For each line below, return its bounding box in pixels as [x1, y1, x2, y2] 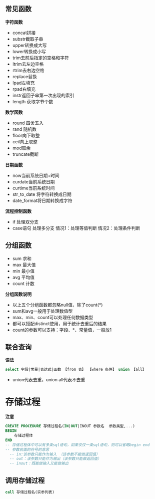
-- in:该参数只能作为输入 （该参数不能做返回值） [9, 451, 100, 457]
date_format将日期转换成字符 [12, 197, 72, 203]
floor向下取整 [12, 132, 40, 138]
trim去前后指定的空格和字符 [12, 55, 69, 61]
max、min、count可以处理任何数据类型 [12, 314, 93, 320]
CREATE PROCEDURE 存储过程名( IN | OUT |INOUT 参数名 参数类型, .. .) [5, 424, 135, 429]
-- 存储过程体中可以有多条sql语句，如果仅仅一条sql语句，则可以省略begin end [5, 442, 150, 447]
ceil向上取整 [12, 138, 37, 144]
